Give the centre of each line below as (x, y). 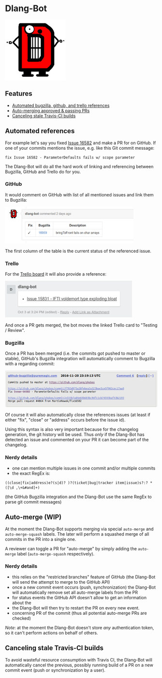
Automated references (40, 131)
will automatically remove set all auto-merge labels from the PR (75, 592)
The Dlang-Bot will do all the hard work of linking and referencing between (79, 166)
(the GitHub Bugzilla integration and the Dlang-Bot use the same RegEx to (79, 497)
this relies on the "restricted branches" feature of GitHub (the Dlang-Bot (84, 577)
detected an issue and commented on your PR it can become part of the (77, 440)
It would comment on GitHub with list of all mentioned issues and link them (79, 194)
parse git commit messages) (33, 502)
